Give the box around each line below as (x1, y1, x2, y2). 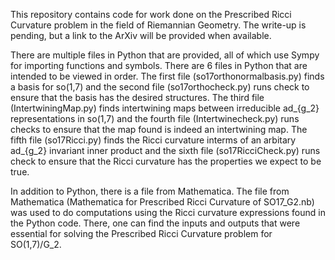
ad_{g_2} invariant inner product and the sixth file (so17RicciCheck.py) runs (10, 145, 321, 156)
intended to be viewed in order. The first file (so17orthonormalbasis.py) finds (10, 70, 325, 82)
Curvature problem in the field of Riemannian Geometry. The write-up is (10, 19, 307, 31)
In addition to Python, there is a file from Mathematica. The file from (10, 185, 290, 197)
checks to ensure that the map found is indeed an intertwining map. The (10, 124, 308, 135)
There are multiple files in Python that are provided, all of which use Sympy (10, 49, 320, 61)
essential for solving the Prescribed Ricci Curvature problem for (10, 228, 273, 239)
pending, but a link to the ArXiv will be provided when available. (10, 30, 272, 41)
